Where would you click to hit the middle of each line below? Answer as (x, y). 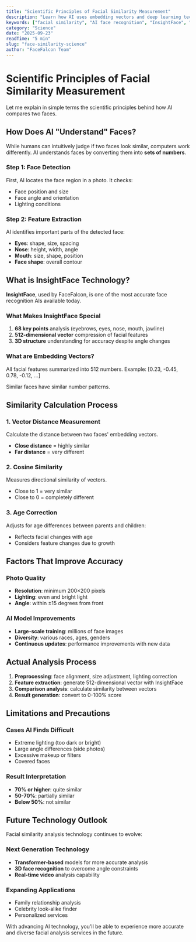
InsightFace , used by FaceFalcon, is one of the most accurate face (87, 294)
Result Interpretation (36, 777)
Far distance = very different (49, 452)
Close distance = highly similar (52, 446)
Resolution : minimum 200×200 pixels (60, 591)
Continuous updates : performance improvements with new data (92, 644)
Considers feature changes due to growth (65, 543)
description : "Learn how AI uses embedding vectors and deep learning (94, 17)
